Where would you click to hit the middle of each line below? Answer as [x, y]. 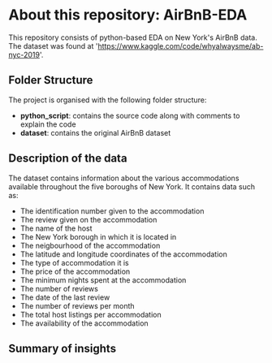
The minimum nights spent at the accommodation [103, 280]
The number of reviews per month [78, 305]
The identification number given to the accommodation [112, 211]
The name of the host [56, 228]
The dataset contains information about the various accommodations [124, 178]
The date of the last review [65, 297]
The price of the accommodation [75, 271]
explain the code [48, 124]
